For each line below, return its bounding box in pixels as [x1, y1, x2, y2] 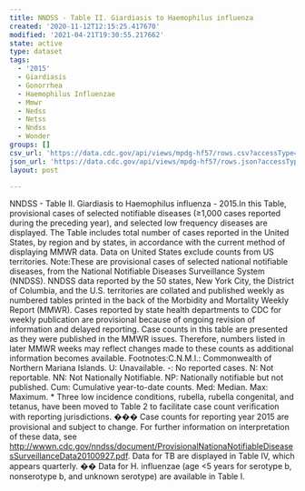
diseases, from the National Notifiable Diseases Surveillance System [9, 266, 265, 277]
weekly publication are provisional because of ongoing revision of [9, 315, 256, 326]
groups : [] [9, 140, 51, 149]
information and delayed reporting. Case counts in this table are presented [9, 324, 288, 335]
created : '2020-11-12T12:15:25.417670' [9, 22, 161, 31]
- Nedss [17, 106, 47, 115]
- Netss [17, 115, 47, 124]
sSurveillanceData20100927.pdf [9, 451, 129, 462]
